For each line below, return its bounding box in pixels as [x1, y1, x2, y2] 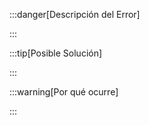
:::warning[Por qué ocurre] [9, 86, 119, 98]
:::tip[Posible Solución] [9, 47, 103, 59]
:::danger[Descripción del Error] [9, 9, 141, 20]
